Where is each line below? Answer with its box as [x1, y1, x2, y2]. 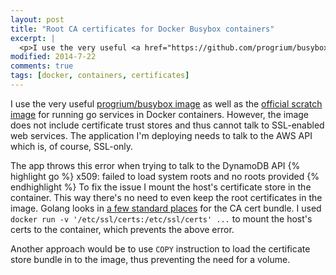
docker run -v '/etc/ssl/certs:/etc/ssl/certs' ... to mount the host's [10, 212, 313, 225]
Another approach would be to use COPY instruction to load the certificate [10, 242, 311, 255]
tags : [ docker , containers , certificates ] [10, 71, 190, 81]
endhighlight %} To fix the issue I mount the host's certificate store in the [10, 181, 312, 193]
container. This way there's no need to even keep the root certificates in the [10, 191, 323, 203]
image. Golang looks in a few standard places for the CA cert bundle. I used [10, 202, 322, 214]
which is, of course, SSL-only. [10, 140, 134, 152]
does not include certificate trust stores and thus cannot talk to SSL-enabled [10, 119, 325, 131]
